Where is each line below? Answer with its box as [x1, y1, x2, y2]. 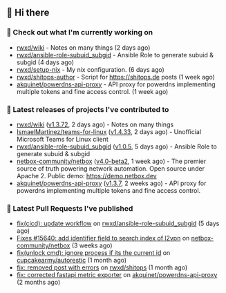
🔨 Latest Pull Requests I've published [6, 203, 133, 213]
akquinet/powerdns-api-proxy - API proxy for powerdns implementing [16, 80, 216, 88]
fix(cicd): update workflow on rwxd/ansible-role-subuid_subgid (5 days [16, 219, 220, 228]
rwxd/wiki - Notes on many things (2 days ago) [16, 43, 151, 52]
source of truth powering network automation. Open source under [16, 164, 205, 173]
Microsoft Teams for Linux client [16, 135, 109, 143]
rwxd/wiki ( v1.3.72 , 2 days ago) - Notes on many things [16, 120, 174, 129]
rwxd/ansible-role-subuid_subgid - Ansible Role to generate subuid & [16, 50, 214, 59]
